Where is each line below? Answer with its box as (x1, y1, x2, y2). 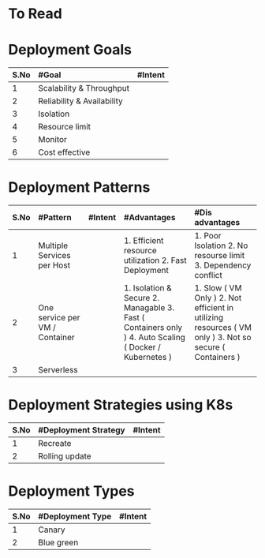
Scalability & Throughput (38, 83, 130, 94)
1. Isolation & (123, 283, 172, 294)
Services (38, 250, 71, 261)
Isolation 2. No (194, 240, 248, 251)
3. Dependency (194, 260, 252, 271)
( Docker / (123, 342, 162, 353)
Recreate (38, 438, 72, 448)
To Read (8, 5, 63, 23)
